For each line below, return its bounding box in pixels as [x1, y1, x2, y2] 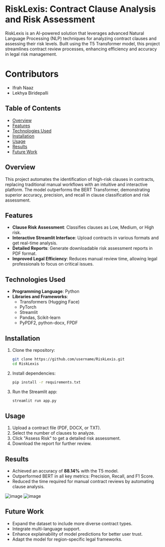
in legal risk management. [5, 51, 57, 57]
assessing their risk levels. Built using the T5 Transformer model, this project [5, 40, 160, 46]
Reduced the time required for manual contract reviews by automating [12, 479, 154, 484]
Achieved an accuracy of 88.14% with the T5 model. [12, 468, 119, 474]
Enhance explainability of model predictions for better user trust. [12, 531, 143, 537]
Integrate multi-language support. [12, 526, 81, 532]
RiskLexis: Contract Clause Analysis [5, 3, 156, 15]
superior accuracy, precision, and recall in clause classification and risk [5, 192, 150, 198]
